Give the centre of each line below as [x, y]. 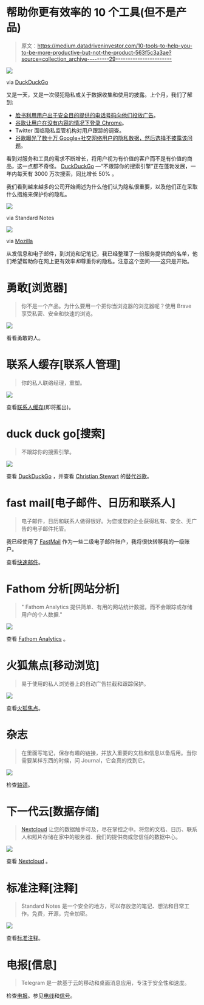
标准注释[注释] [42, 888]
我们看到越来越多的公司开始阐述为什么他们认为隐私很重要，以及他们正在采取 [102, 187]
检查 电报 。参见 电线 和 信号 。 [41, 996]
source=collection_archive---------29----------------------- [96, 59]
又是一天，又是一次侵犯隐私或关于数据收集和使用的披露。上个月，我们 [94, 94]
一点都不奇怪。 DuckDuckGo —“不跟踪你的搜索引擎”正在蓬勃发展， [107, 166]
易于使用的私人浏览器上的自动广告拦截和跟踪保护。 [85, 683]
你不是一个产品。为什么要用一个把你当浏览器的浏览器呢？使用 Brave [106, 306]
